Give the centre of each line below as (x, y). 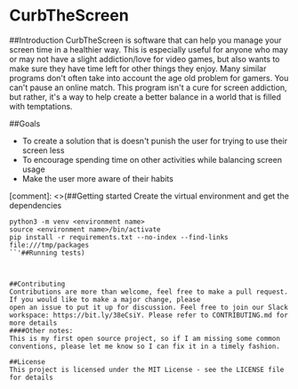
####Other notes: (41, 330)
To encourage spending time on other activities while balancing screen (152, 159)
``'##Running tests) (48, 253)
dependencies (36, 205)
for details (31, 377)
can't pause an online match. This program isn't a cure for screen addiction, (148, 87)
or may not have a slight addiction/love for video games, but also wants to (145, 59)
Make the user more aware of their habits (97, 178)
